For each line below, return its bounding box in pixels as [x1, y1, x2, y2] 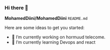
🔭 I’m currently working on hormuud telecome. [11, 34, 106, 40]
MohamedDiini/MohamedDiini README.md [4, 16, 88, 21]
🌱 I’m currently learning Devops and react [11, 39, 96, 45]
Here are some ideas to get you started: [4, 25, 85, 31]
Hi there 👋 [4, 4, 29, 11]
